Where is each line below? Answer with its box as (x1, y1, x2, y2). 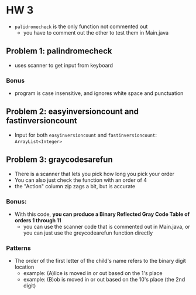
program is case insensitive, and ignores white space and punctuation (14, 90, 184, 97)
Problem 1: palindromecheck (6, 46, 112, 56)
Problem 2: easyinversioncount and (6, 107, 139, 117)
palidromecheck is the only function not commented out (14, 23, 148, 30)
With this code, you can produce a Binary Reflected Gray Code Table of (14, 211, 190, 218)
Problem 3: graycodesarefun (6, 155, 113, 165)
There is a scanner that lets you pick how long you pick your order (14, 170, 174, 177)
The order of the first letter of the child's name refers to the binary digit (14, 257, 186, 265)
